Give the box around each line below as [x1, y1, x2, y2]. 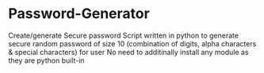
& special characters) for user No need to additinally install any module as [8, 47, 249, 57]
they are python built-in [8, 56, 85, 65]
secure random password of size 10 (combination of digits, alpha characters [8, 38, 257, 48]
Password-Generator [8, 5, 151, 23]
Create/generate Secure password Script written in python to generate [8, 31, 239, 40]
